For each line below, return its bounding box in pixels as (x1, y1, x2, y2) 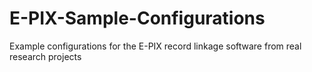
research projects (9, 50, 82, 62)
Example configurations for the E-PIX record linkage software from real (9, 40, 302, 52)
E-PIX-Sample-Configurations (9, 7, 266, 30)
